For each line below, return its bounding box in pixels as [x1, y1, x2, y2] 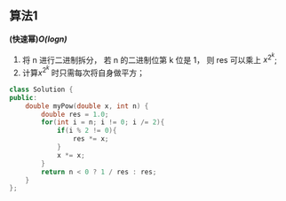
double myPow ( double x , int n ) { [25, 101, 149, 111]
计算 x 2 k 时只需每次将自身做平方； [21, 65, 145, 78]
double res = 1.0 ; [41, 110, 109, 119]
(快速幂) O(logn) [9, 34, 68, 44]
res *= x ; [72, 135, 109, 143]
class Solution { [9, 85, 74, 94]
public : [9, 93, 38, 102]
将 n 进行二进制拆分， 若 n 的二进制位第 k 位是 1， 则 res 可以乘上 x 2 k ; [21, 51, 277, 65]
